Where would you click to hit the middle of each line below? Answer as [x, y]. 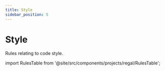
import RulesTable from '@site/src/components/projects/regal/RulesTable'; [83, 63]
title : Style [19, 10]
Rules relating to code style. [34, 53]
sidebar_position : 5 [27, 15]
